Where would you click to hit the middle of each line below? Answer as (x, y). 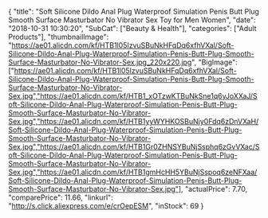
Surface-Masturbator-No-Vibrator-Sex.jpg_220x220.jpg (100, 62)
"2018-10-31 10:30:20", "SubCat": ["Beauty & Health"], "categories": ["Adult (132, 28)
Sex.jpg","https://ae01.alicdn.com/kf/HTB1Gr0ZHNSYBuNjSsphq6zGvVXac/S (134, 147)
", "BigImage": (214, 62)
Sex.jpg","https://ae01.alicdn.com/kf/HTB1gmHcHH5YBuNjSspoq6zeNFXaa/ (133, 172)
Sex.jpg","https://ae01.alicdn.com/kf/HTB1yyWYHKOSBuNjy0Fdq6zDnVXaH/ (134, 121)
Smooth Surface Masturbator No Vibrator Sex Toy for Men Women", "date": (132, 20)
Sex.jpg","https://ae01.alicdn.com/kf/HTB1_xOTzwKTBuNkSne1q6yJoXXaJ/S (133, 96)
